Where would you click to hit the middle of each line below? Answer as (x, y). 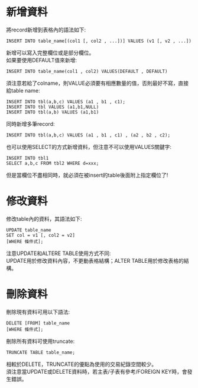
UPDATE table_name (29, 230)
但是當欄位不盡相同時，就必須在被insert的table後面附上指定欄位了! (87, 175)
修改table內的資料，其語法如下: (44, 219)
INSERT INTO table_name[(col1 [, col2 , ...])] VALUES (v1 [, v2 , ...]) (99, 41)
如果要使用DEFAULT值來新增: (41, 60)
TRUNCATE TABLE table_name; (41, 352)
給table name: (23, 90)
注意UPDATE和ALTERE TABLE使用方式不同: (59, 253)
